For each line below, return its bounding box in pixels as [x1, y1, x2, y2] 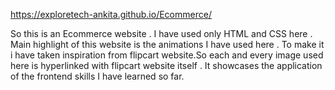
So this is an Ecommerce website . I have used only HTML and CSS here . [10, 28, 313, 39]
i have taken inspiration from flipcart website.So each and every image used [10, 49, 324, 61]
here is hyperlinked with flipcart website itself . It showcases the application [10, 60, 323, 71]
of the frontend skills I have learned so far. [10, 70, 185, 82]
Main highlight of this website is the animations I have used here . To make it [10, 39, 325, 50]
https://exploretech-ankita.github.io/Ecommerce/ [10, 9, 212, 20]
